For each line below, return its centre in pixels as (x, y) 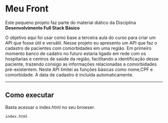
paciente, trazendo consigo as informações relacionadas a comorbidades (81, 64)
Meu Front (27, 9)
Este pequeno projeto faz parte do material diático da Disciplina (71, 22)
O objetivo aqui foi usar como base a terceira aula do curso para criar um (80, 37)
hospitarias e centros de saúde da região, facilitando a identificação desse (82, 58)
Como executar (29, 95)
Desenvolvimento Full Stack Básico (42, 27)
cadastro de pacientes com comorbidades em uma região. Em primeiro (78, 48)
